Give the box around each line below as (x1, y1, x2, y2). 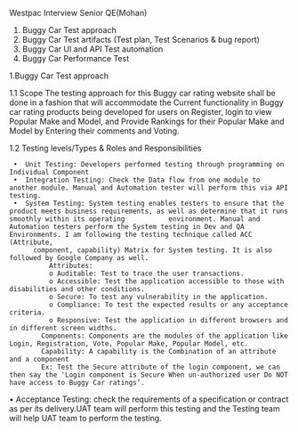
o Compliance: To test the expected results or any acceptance (48, 300, 289, 309)
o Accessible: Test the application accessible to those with (48, 277, 285, 286)
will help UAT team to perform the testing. (9, 413, 162, 423)
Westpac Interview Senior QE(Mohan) (9, 8, 148, 18)
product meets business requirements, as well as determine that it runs (9, 207, 289, 216)
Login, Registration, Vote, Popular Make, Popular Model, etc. (9, 339, 249, 348)
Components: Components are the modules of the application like (41, 331, 289, 340)
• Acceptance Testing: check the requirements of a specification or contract (9, 394, 289, 404)
